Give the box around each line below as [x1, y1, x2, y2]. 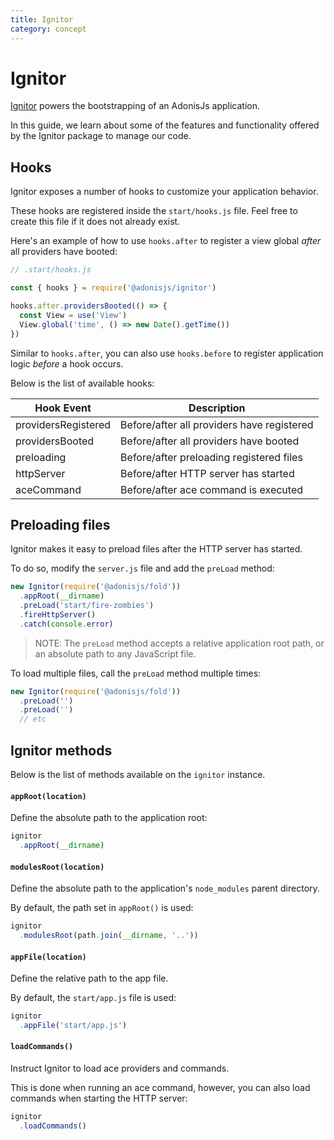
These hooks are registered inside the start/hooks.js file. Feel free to [10, 205, 298, 217]
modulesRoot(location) [10, 862, 105, 872]
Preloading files [10, 516, 111, 533]
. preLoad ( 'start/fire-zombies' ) [19, 601, 155, 611]
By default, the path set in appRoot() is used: [10, 902, 194, 914]
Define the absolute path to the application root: [10, 812, 208, 824]
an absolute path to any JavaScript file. [34, 647, 197, 660]
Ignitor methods [10, 742, 113, 759]
